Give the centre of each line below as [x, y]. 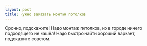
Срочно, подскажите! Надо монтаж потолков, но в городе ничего [74, 28]
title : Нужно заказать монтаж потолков [46, 14]
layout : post [18, 10]
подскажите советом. [28, 38]
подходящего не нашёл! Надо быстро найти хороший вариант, [70, 33]
